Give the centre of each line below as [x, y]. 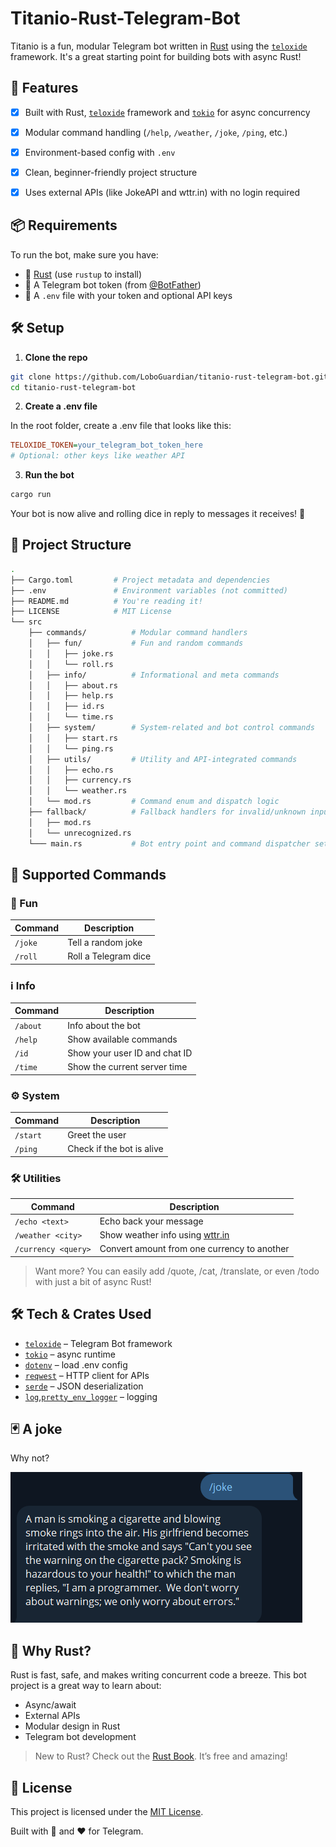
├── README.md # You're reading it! [106, 601]
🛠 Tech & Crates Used [81, 1314]
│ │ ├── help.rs [71, 696]
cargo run [31, 495]
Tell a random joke [105, 942]
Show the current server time [127, 1067]
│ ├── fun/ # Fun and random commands [136, 643]
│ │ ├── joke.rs [71, 653]
